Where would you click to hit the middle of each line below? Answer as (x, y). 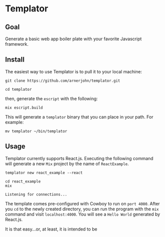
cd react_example (23, 181)
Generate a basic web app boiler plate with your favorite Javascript (73, 39)
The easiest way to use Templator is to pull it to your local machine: (74, 71)
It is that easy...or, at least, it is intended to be (51, 229)
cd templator (19, 89)
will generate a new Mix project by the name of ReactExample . (67, 164)
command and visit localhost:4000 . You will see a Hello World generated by (83, 214)
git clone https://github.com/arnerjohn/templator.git (63, 81)
